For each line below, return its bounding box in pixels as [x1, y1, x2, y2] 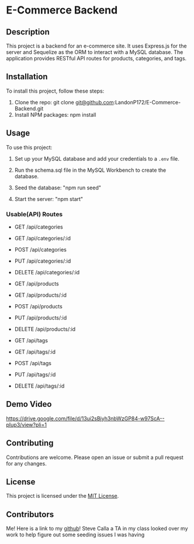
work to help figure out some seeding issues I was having [6, 531, 145, 538]
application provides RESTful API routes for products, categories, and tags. [6, 55, 187, 62]
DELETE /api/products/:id [14, 325, 76, 332]
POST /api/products [14, 302, 63, 310]
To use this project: [6, 144, 53, 151]
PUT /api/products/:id [14, 314, 67, 321]
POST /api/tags [14, 359, 51, 366]
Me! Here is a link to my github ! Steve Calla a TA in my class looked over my [6, 525, 188, 532]
